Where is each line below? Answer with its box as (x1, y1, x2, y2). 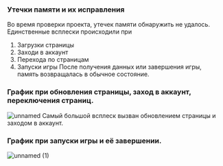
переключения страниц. (7, 96, 94, 106)
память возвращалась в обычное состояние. (16, 70, 150, 78)
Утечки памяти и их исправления (7, 5, 125, 14)
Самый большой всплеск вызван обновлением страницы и (42, 111, 216, 119)
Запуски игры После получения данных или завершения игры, (16, 63, 202, 71)
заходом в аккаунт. (7, 119, 64, 127)
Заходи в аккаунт (16, 48, 69, 56)
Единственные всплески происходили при (7, 27, 132, 36)
